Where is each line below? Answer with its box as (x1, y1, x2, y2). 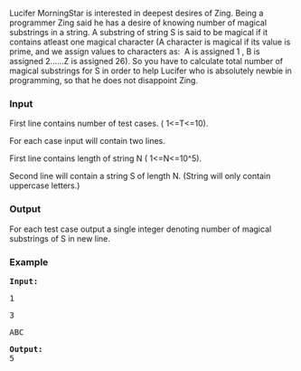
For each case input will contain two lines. (9, 136, 165, 147)
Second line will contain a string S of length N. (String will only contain (9, 171, 271, 182)
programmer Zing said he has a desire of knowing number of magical (9, 17, 268, 28)
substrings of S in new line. (9, 233, 111, 243)
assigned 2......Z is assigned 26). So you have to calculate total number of (9, 56, 284, 66)
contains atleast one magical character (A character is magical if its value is (9, 36, 291, 47)
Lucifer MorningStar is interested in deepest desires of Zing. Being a (9, 8, 264, 18)
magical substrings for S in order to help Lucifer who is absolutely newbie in (9, 65, 292, 76)
